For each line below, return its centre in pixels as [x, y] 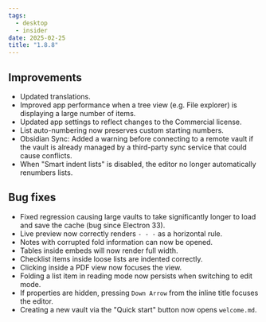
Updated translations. [55, 96]
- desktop [31, 23]
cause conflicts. [46, 155]
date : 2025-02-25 [37, 38]
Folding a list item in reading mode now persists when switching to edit [136, 276]
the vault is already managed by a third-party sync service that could [133, 147]
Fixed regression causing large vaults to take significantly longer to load [138, 216]
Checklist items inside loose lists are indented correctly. [111, 258]
